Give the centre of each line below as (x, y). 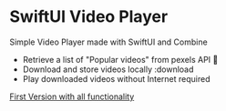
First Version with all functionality (72, 96)
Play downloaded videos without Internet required (116, 78)
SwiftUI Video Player (89, 17)
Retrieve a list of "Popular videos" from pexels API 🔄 (120, 59)
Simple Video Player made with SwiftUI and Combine (108, 42)
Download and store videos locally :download (108, 69)
